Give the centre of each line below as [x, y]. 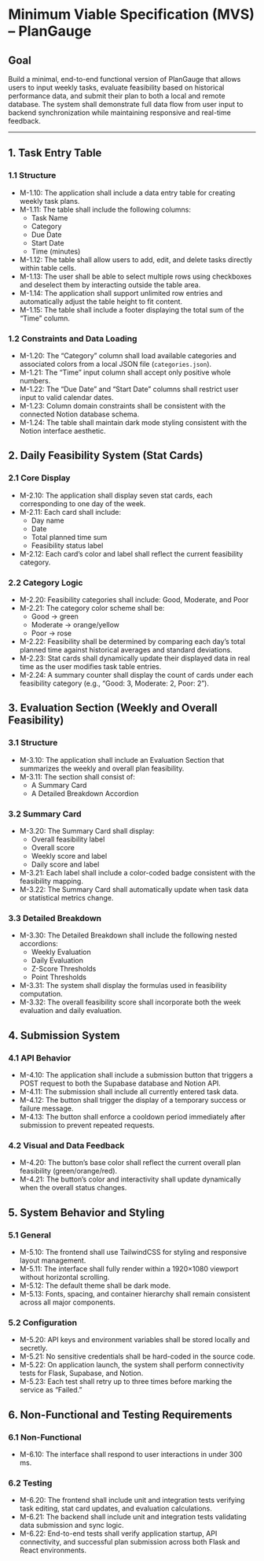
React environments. [53, 1550]
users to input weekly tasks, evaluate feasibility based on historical [116, 87]
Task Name [49, 217]
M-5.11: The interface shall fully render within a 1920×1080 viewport [129, 1268]
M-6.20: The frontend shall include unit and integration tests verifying [132, 1500]
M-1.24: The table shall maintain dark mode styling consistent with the [133, 422]
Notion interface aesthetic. [62, 431]
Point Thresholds [59, 977]
